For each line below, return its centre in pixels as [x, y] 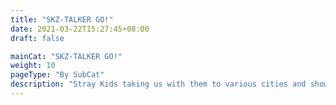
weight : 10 [33, 66]
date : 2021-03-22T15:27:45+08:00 [80, 29]
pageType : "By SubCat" [57, 75]
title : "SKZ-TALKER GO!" [62, 19]
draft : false [37, 38]
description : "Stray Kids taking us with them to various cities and [158, 84]
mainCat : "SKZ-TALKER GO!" [66, 56]
